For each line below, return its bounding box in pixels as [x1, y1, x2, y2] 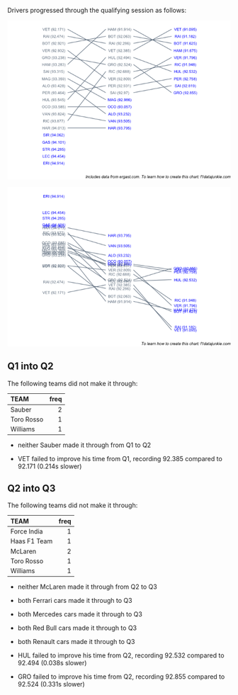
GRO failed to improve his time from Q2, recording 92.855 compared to [17, 672, 225, 681]
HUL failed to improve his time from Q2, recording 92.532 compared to [17, 651, 225, 660]
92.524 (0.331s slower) [17, 679, 85, 688]
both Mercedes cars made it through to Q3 [17, 609, 143, 618]
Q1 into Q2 [7, 361, 54, 373]
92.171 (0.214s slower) [17, 462, 82, 470]
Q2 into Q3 [7, 482, 56, 495]
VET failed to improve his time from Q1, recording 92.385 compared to [17, 454, 223, 463]
